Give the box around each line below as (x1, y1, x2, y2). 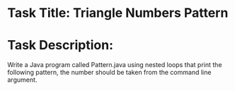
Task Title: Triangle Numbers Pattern (7, 5, 229, 21)
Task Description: (7, 37, 114, 54)
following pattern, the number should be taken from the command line (7, 68, 212, 77)
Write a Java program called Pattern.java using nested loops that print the (7, 61, 222, 69)
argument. (7, 75, 38, 84)
